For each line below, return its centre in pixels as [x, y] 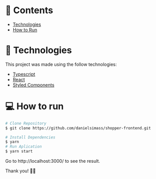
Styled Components [34, 85]
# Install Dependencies [30, 137]
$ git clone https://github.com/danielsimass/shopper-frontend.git [78, 128]
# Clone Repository [26, 123]
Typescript [24, 74]
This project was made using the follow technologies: [61, 64]
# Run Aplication [24, 147]
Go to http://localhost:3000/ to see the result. [53, 161]
